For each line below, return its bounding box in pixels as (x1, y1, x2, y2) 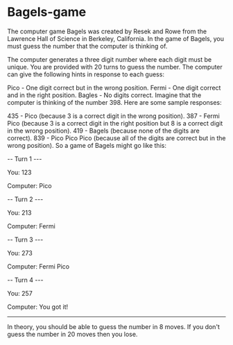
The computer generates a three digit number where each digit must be (7, 55, 212, 63)
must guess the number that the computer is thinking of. (7, 42, 168, 50)
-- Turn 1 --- (7, 154, 42, 163)
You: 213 (7, 208, 32, 217)
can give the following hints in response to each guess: (7, 70, 165, 78)
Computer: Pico (7, 181, 52, 190)
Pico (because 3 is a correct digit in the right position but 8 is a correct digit (7, 119, 223, 127)
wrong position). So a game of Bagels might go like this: (7, 141, 166, 149)
